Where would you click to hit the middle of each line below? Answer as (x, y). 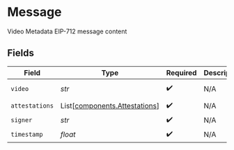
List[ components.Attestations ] (110, 106)
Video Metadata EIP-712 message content (67, 31)
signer (22, 120)
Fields (21, 53)
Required (181, 72)
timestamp (27, 135)
